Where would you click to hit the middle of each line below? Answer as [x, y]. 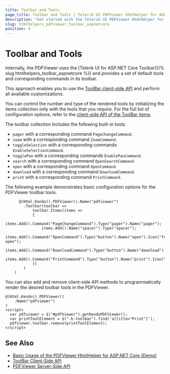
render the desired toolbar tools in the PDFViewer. [57, 287]
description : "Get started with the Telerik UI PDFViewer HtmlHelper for [85, 19]
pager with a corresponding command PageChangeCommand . [73, 134]
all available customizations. [35, 94]
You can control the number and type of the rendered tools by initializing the [85, 104]
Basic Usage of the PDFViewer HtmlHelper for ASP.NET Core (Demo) [84, 355]
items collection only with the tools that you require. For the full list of [77, 109]
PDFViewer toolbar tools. [31, 193]
